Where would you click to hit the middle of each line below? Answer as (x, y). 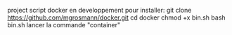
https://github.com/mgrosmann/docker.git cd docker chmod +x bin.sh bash (117, 17)
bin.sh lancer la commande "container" (64, 25)
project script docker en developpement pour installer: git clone (99, 10)
